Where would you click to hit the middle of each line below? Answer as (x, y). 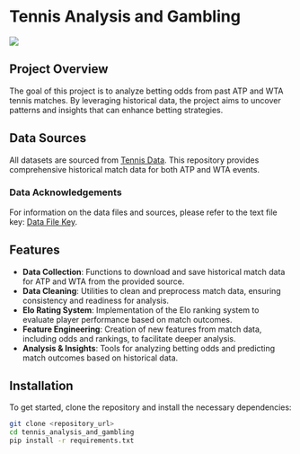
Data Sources (48, 138)
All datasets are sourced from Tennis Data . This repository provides (134, 160)
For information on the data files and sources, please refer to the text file (144, 212)
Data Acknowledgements (66, 192)
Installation (41, 386)
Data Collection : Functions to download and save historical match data (154, 272)
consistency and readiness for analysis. (95, 300)
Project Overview (59, 69)
